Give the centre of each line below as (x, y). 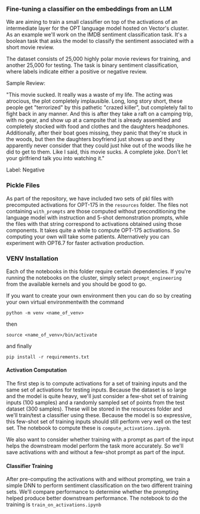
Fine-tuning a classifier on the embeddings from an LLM (89, 9)
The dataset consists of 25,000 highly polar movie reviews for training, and (99, 59)
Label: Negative (25, 170)
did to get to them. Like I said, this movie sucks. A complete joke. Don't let (97, 152)
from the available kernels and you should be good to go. (76, 284)
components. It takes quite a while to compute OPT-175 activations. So (93, 230)
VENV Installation (32, 258)
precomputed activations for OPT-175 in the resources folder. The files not (97, 204)
